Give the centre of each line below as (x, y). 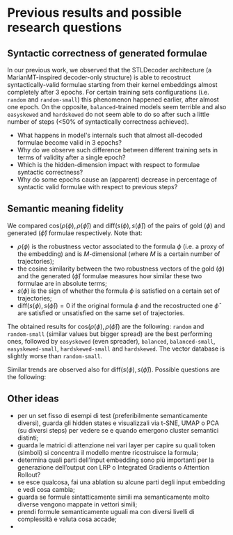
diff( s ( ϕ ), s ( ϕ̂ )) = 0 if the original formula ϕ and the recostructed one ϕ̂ (118, 305)
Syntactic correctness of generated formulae (107, 53)
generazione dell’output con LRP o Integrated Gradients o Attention (113, 467)
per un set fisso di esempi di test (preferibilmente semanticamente (112, 415)
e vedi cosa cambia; (46, 489)
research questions (65, 27)
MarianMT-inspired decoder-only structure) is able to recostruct (99, 77)
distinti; (28, 438)
